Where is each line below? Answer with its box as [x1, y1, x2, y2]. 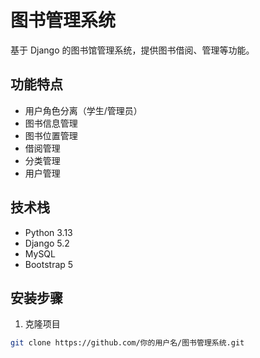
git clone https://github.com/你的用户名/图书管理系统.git [10, 338, 245, 348]
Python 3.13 [24, 226, 73, 238]
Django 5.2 [24, 237, 70, 249]
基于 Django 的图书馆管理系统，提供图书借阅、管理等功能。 [10, 44, 255, 56]
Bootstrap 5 [24, 258, 74, 270]
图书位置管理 [24, 129, 78, 141]
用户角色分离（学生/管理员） [24, 104, 143, 116]
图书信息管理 [24, 117, 78, 129]
